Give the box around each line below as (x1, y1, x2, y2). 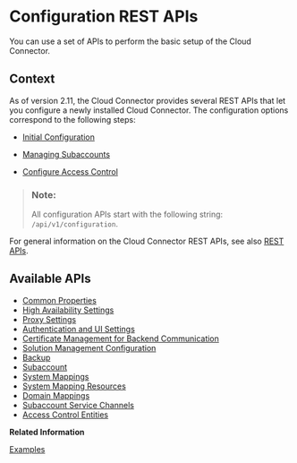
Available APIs (9, 271, 91, 287)
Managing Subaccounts (21, 149, 110, 159)
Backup (21, 352, 51, 363)
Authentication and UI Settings (21, 323, 136, 334)
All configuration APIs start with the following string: (30, 209, 224, 220)
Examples (9, 443, 46, 454)
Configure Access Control (21, 166, 119, 176)
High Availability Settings (21, 304, 115, 315)
